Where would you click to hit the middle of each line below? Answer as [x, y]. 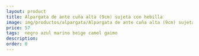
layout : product [26, 11]
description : [22, 38]
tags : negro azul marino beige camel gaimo [62, 33]
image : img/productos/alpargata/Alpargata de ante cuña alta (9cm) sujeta [100, 22]
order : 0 [17, 44]
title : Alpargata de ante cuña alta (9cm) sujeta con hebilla [84, 17]
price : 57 [18, 28]
